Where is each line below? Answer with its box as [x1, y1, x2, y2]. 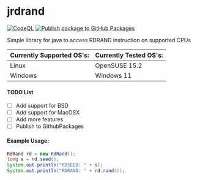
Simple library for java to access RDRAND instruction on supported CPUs [7, 36, 191, 43]
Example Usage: [7, 137, 50, 144]
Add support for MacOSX [15, 109, 80, 116]
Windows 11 [95, 71, 132, 80]
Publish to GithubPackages [15, 122, 84, 130]
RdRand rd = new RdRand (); [7, 151, 76, 157]
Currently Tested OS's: [95, 51, 163, 59]
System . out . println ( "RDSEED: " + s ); [7, 162, 103, 168]
